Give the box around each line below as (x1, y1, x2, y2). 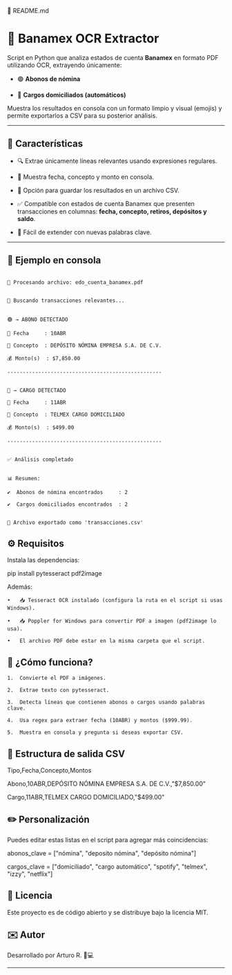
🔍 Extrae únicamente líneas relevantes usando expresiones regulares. (17, 156, 217, 165)
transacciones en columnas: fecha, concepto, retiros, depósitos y (17, 207, 207, 216)
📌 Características (7, 138, 84, 150)
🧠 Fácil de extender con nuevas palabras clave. (17, 228, 152, 236)
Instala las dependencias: (7, 556, 80, 565)
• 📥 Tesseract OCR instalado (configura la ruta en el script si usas (7, 597, 223, 604)
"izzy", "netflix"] (7, 869, 53, 878)
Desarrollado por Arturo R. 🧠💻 (7, 951, 95, 960)
